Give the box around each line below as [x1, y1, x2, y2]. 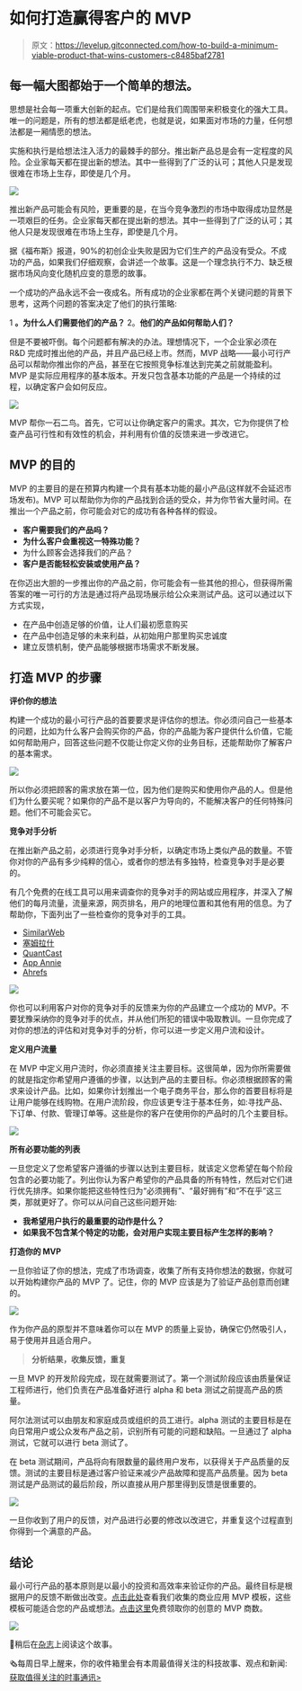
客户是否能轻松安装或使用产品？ [22, 558, 141, 569]
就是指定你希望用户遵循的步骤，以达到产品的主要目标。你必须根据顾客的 [16, 1074, 285, 1085]
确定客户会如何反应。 [32, 381, 112, 392]
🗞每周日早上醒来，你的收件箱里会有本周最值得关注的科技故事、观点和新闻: [9, 1658, 288, 1669]
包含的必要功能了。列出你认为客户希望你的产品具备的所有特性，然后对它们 [9, 1174, 285, 1185]
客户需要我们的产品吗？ [22, 524, 110, 535]
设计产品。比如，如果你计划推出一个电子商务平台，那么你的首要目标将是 [24, 1085, 293, 1097]
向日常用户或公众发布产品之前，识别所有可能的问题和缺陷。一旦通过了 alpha [9, 1426, 292, 1437]
